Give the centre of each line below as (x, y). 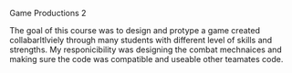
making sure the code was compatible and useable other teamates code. (146, 59)
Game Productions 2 (48, 13)
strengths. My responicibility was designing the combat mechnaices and (146, 50)
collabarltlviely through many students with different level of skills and (141, 40)
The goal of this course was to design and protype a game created (135, 30)
